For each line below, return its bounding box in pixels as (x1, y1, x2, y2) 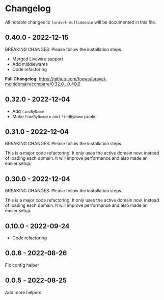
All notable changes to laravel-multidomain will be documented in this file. (5, 19, 156, 25)
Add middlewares (12, 61, 48, 67)
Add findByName (12, 108, 44, 114)
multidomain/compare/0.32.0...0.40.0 (5, 81, 81, 87)
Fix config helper (5, 262, 39, 268)
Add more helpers (5, 289, 42, 295)
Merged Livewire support (12, 56, 63, 62)
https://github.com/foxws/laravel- (38, 75, 107, 81)
